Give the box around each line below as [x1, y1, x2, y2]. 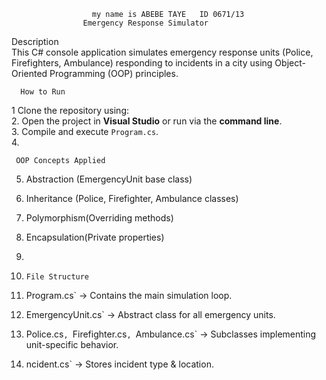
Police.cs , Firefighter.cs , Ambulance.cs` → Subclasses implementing [25, 328, 317, 340]
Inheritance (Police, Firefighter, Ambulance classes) [25, 193, 239, 204]
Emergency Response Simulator [82, 18, 209, 28]
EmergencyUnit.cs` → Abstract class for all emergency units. [25, 309, 276, 320]
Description [11, 36, 59, 47]
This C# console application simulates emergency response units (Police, [11, 46, 314, 58]
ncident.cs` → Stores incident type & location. [25, 358, 214, 370]
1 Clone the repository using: [11, 105, 130, 116]
